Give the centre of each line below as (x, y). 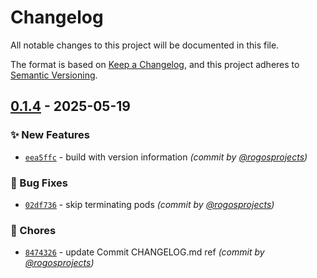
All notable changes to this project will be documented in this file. (145, 45)
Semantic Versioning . (54, 75)
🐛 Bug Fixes (39, 183)
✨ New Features (50, 135)
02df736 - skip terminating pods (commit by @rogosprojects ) (149, 204)
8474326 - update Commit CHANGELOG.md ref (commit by (144, 252)
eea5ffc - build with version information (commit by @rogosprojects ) (166, 157)
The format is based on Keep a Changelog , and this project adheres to (155, 64)
